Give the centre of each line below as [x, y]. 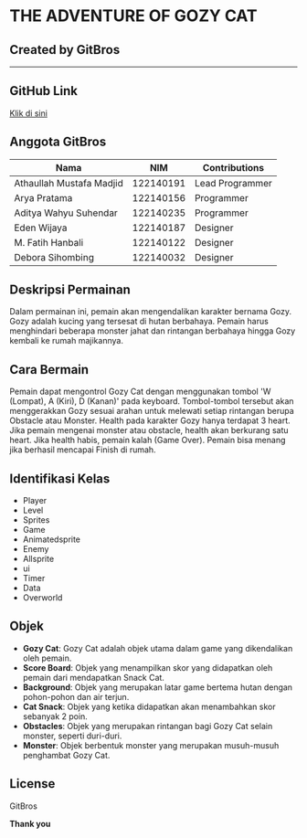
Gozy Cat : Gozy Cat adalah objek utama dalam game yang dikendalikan [158, 648]
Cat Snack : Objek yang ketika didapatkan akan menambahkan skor [149, 706]
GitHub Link [43, 91]
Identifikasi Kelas [60, 478]
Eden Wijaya [41, 228]
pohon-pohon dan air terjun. [76, 696]
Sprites [36, 520]
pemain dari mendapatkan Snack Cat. [93, 677]
